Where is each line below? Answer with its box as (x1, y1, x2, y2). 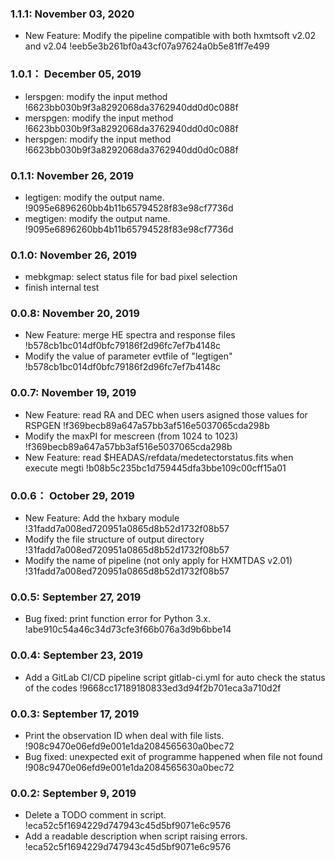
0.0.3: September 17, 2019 (10, 707, 140, 721)
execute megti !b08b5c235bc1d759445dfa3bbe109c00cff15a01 (24, 462, 287, 474)
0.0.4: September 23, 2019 (10, 648, 144, 662)
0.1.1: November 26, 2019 (10, 168, 135, 182)
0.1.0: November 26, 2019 (10, 248, 138, 262)
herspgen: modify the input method (24, 133, 172, 145)
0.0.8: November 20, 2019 (10, 307, 140, 321)
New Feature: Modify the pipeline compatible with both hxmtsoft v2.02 (24, 30, 317, 42)
